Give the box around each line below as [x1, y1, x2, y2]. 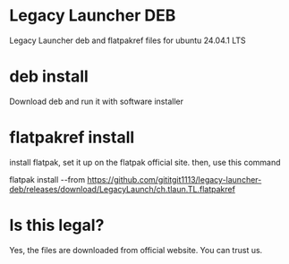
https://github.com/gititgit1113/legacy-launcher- [87, 174, 262, 184]
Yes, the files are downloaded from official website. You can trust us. [9, 244, 263, 255]
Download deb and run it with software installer [9, 96, 183, 106]
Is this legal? [9, 216, 105, 235]
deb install [9, 66, 89, 87]
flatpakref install [9, 127, 135, 148]
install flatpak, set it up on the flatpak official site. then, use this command [9, 157, 281, 167]
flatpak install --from [9, 174, 86, 184]
